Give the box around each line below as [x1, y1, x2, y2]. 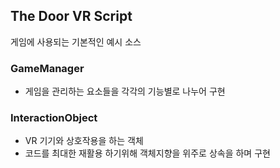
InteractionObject [10, 111, 98, 125]
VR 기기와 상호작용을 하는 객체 [24, 135, 144, 147]
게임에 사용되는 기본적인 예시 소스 [10, 35, 142, 48]
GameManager [10, 61, 85, 75]
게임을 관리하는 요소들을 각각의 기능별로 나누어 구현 [24, 85, 226, 98]
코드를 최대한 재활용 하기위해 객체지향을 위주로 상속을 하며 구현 [24, 147, 271, 159]
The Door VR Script [10, 8, 133, 25]
